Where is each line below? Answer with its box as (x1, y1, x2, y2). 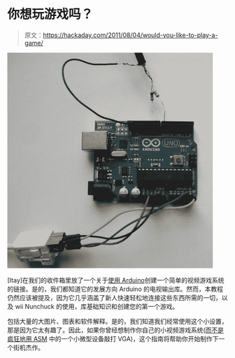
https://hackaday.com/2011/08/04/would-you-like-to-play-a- (43, 31, 218, 39)
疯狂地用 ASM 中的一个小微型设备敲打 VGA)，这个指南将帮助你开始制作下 (7, 334, 219, 343)
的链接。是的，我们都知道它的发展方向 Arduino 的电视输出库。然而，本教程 (7, 285, 224, 293)
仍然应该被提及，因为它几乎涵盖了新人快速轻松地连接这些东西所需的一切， (7, 293, 222, 301)
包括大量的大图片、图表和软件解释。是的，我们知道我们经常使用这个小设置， (7, 317, 228, 325)
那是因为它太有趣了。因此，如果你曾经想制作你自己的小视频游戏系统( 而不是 (7, 326, 225, 334)
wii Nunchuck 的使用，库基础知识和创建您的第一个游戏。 (15, 302, 179, 310)
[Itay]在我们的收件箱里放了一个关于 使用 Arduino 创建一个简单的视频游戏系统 (7, 275, 225, 284)
